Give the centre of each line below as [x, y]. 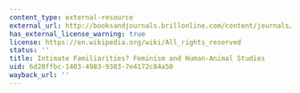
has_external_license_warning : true [77, 34]
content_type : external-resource [71, 17]
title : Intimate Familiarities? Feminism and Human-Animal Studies [137, 58]
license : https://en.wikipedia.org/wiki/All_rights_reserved [125, 42]
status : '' [29, 50]
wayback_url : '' [39, 75]
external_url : [36, 26]
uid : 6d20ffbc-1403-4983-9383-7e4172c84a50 [92, 67]
